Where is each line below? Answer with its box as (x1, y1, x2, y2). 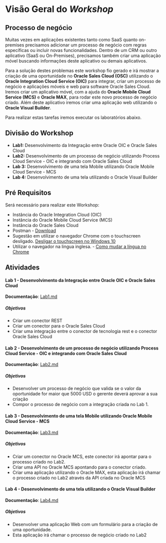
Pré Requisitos (5, 188, 51, 197)
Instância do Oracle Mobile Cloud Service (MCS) (12, 216, 112, 223)
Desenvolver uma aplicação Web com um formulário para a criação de (12, 521, 158, 527)
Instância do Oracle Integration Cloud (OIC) (12, 211, 102, 217)
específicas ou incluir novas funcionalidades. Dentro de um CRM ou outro (5, 47, 157, 53)
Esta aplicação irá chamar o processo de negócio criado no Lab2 (12, 531, 146, 538)
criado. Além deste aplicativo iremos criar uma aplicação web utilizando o (5, 99, 157, 105)
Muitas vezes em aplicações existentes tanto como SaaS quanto (5, 36, 138, 42)
